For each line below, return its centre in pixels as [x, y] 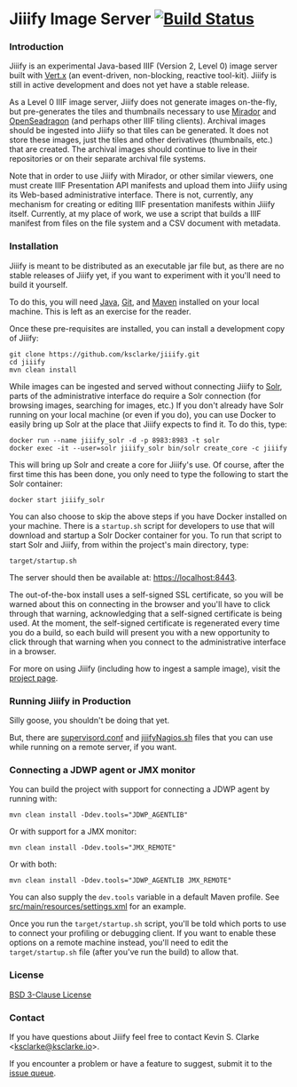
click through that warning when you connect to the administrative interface [148, 642]
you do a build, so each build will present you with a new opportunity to [140, 632]
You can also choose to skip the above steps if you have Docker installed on [148, 516]
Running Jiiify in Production [70, 700]
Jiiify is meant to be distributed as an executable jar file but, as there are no [147, 266]
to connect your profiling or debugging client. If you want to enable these [143, 933]
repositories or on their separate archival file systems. [108, 159]
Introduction [36, 47]
